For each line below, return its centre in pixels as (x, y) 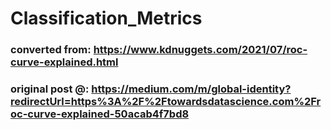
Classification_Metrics (106, 18)
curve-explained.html (64, 62)
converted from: (51, 50)
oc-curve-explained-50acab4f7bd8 (100, 114)
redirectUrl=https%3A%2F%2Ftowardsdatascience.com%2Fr (166, 102)
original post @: (50, 89)
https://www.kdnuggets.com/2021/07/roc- (200, 50)
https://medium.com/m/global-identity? (191, 89)
